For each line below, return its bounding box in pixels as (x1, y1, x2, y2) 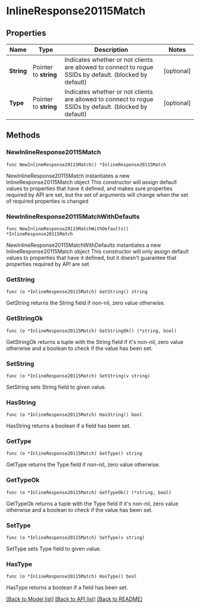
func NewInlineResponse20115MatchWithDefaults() (6, 225, 129, 232)
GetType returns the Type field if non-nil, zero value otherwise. (6, 461, 161, 469)
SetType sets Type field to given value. (6, 545, 101, 553)
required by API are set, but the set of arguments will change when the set (6, 191, 189, 198)
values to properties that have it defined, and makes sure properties (6, 185, 173, 192)
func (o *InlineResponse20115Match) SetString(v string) (6, 373, 151, 379)
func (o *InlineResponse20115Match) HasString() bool (6, 412, 143, 418)
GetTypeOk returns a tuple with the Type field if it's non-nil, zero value (6, 500, 179, 507)
